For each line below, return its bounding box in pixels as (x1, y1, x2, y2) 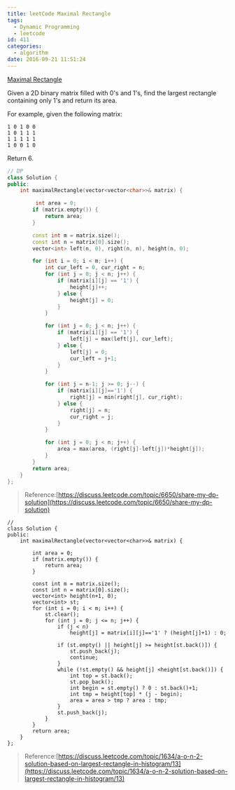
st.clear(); (44, 611, 80, 618)
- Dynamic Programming (13, 23, 80, 30)
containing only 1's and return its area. (7, 96, 117, 104)
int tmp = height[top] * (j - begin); (69, 691, 183, 698)
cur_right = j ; (69, 413, 114, 421)
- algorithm (13, 50, 49, 57)
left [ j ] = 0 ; (69, 348, 108, 355)
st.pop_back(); (69, 679, 114, 686)
